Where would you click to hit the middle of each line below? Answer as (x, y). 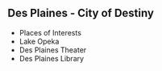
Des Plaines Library (52, 58)
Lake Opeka (39, 41)
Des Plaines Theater (53, 50)
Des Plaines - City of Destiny (81, 13)
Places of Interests (50, 32)
